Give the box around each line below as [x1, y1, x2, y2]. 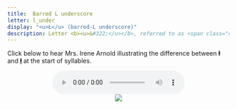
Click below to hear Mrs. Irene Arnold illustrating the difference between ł [7, 49, 221, 58]
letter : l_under [7, 17, 55, 24]
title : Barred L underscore [7, 10, 93, 18]
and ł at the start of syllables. [7, 57, 92, 65]
